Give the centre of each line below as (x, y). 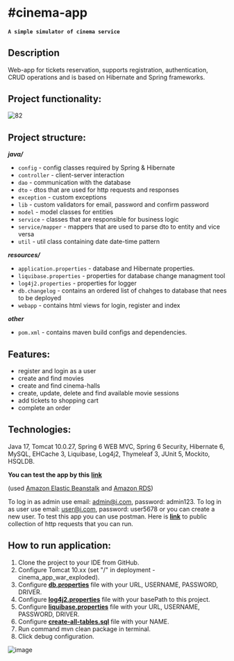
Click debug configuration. (56, 636)
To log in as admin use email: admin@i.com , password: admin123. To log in (115, 501)
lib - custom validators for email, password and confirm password (113, 205)
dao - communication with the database (74, 183)
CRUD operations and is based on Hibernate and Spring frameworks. (107, 77)
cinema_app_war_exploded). (59, 577)
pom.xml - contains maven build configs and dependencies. (102, 332)
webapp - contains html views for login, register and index (99, 305)
